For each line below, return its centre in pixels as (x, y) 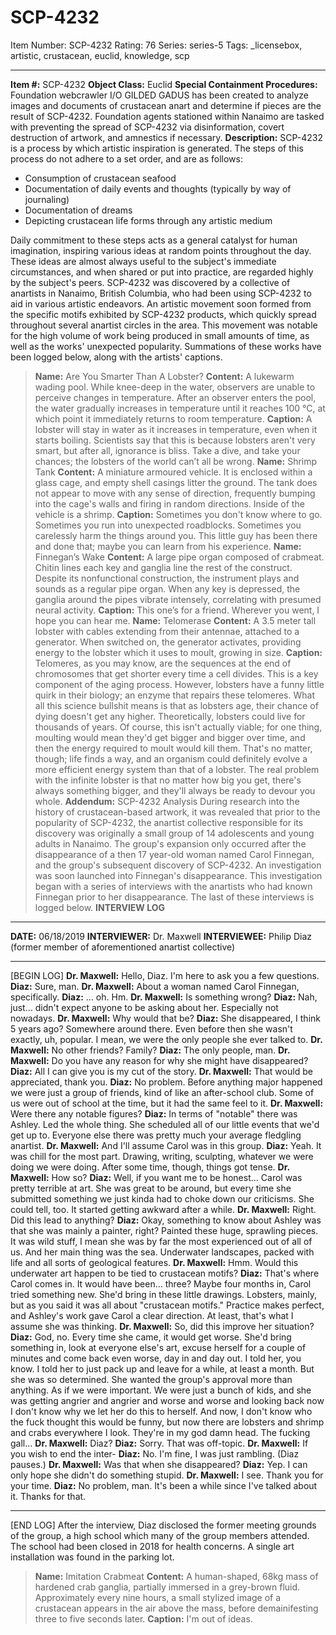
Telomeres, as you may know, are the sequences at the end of (163, 663)
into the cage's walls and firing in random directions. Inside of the (169, 503)
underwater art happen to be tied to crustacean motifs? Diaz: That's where (165, 1273)
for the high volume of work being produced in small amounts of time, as (160, 335)
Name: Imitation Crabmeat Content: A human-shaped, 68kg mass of (176, 1576)
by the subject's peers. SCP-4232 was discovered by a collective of (150, 282)
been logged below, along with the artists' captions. (116, 357)
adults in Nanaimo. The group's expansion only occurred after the (170, 843)
